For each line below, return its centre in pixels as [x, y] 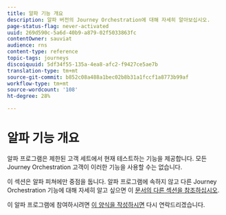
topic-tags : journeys [38, 58]
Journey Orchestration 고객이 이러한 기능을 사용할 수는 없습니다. [95, 167]
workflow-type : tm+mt [38, 84]
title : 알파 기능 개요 [35, 13]
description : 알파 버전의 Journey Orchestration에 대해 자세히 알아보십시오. [109, 20]
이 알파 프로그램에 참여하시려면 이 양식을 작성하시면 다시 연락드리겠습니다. [106, 204]
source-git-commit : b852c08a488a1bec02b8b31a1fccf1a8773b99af [98, 77]
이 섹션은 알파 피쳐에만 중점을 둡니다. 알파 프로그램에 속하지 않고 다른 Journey [112, 181]
